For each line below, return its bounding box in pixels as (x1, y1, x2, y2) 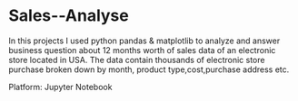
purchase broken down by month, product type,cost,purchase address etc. (8, 64, 290, 75)
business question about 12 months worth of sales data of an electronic (8, 44, 276, 55)
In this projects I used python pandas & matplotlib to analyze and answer (8, 35, 281, 46)
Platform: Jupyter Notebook (8, 81, 113, 92)
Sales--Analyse (8, 5, 129, 26)
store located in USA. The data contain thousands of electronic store (8, 54, 265, 65)
